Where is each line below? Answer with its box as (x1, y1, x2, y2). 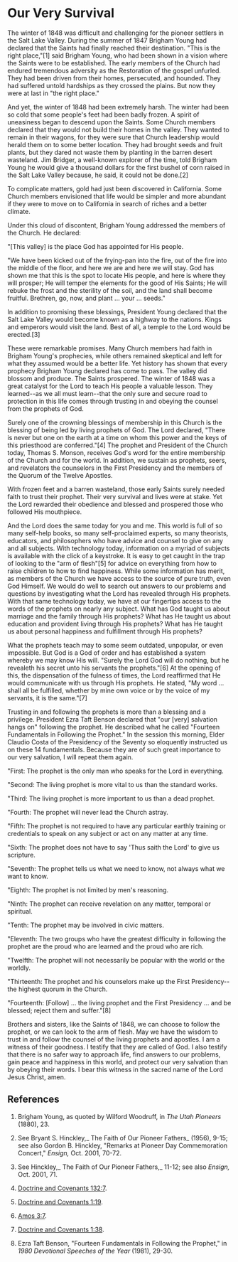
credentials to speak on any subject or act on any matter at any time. (7, 829, 208, 838)
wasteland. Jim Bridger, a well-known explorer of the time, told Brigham (7, 155, 217, 164)
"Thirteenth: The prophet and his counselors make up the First (7, 977, 190, 985)
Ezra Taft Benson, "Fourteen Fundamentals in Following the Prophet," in (17, 1239, 227, 1247)
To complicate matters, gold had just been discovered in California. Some (7, 184, 222, 193)
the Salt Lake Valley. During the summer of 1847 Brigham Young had (7, 36, 207, 44)
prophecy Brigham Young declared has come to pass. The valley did (7, 366, 207, 375)
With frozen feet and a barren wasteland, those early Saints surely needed (7, 485, 225, 493)
